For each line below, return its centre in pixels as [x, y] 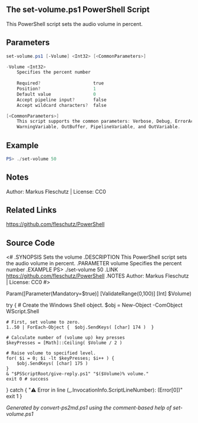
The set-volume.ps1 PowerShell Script [78, 10]
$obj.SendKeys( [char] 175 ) [52, 364]
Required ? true [60, 83]
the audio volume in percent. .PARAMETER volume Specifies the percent [94, 263]
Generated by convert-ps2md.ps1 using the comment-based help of [89, 408]
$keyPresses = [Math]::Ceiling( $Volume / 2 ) [64, 343]
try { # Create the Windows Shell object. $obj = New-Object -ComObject [94, 305]
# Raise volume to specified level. [51, 353]
